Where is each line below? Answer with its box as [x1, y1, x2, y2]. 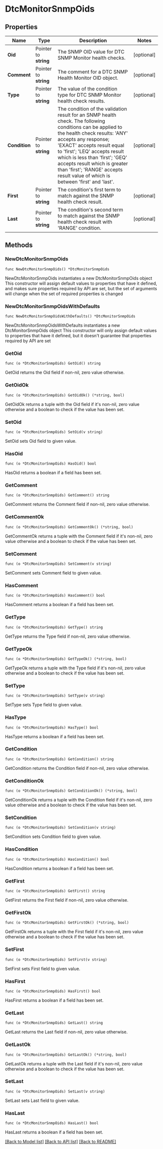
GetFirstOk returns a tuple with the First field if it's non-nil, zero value [5, 929, 144, 935]
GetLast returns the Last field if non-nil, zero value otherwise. [5, 1029, 128, 1035]
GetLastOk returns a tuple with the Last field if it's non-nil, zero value [5, 1061, 143, 1066]
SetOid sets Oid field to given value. [5, 438, 77, 444]
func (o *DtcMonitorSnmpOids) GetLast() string [5, 1021, 103, 1026]
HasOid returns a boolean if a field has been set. [5, 470, 102, 476]
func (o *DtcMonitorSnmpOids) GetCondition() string [5, 757, 114, 762]
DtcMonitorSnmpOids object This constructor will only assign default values [5, 327, 157, 333]
